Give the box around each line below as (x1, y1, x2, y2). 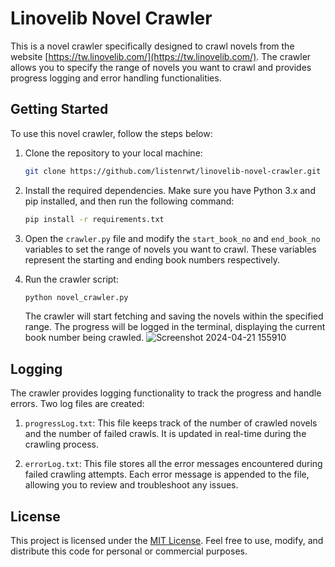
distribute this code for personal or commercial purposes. (10, 545, 248, 557)
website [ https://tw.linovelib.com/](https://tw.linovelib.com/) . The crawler (10, 50, 312, 62)
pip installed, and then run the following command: (24, 195, 235, 207)
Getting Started (10, 101, 109, 118)
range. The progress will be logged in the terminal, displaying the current (24, 321, 326, 333)
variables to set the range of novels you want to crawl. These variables (24, 243, 317, 255)
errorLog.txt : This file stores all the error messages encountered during (24, 458, 323, 470)
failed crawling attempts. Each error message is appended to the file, (24, 468, 310, 481)
